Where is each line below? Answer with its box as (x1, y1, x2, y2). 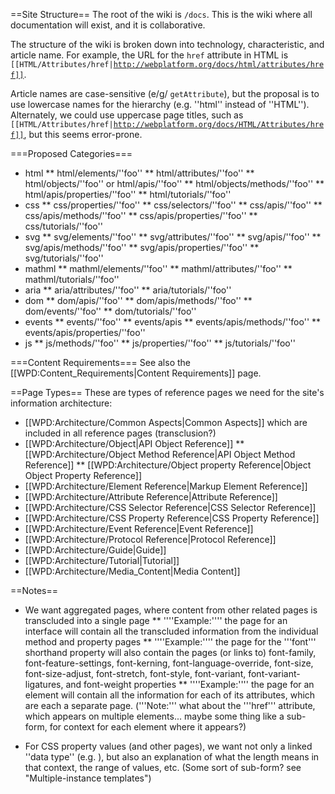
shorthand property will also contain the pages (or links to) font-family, (24, 647, 317, 658)
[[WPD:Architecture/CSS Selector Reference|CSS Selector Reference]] (24, 502, 317, 513)
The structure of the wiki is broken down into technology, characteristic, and (10, 39, 325, 50)
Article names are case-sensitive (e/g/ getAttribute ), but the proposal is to (10, 88, 320, 99)
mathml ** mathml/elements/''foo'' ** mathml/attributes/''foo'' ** (24, 263, 293, 274)
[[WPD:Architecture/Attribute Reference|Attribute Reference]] (24, 491, 278, 503)
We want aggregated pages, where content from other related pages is (24, 604, 318, 616)
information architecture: (10, 397, 113, 409)
